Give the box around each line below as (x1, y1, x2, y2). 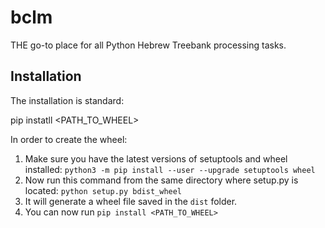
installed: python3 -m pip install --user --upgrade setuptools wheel (24, 163, 316, 175)
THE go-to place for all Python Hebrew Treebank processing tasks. (10, 39, 287, 51)
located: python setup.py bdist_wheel (24, 184, 183, 196)
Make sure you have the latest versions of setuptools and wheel (24, 152, 288, 165)
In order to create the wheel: (10, 133, 128, 145)
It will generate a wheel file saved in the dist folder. (24, 195, 238, 207)
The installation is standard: (10, 94, 125, 106)
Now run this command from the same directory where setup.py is (24, 174, 299, 186)
